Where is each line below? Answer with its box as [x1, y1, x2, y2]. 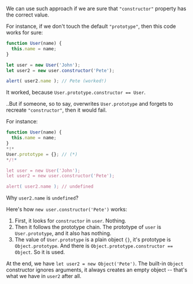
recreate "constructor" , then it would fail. [6, 106, 107, 114]
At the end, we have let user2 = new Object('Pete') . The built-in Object [6, 260, 184, 267]
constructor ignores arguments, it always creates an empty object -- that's [6, 266, 188, 273]
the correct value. [6, 11, 50, 18]
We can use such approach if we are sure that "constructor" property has [6, 5, 187, 12]
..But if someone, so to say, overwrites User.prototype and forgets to [6, 100, 174, 107]
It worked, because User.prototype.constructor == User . [6, 89, 146, 96]
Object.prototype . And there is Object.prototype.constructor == [14, 242, 173, 250]
